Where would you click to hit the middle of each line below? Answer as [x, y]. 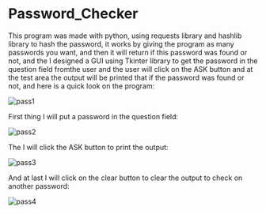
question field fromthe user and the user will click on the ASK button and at [131, 69]
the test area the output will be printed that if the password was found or [126, 77]
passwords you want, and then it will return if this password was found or [128, 52]
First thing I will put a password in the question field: [93, 116]
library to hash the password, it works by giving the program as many [122, 43]
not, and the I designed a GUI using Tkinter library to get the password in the [133, 61]
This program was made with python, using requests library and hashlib [125, 36]
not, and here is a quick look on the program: [82, 86]
